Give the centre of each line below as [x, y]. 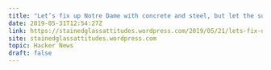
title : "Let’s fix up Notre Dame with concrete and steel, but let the [131, 16]
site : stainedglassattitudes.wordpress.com [83, 38]
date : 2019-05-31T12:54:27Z [56, 23]
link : [17, 31]
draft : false [30, 53]
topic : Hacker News [41, 46]
